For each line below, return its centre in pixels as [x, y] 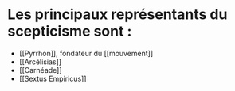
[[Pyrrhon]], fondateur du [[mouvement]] [86, 53]
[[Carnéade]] [40, 70]
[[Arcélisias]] [40, 62]
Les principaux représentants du [117, 15]
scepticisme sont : [70, 31]
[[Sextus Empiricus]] [53, 78]
